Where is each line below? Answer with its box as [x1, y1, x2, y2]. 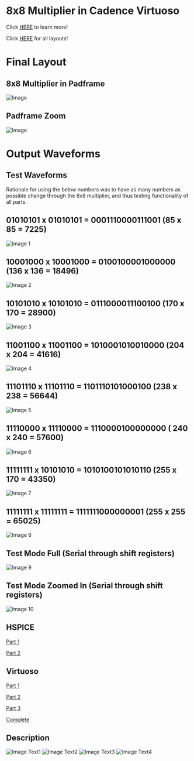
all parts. [6, 198, 27, 205]
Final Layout [6, 56, 67, 68]
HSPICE [6, 622, 35, 633]
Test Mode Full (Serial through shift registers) [6, 549, 175, 558]
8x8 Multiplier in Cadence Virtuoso [6, 4, 180, 18]
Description [6, 733, 50, 743]
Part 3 [6, 704, 21, 712]
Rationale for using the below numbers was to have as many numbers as [6, 186, 181, 193]
